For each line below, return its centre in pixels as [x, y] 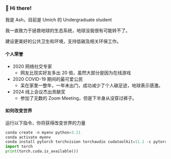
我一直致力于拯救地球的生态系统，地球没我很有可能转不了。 [68, 30]
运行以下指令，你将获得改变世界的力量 [45, 123]
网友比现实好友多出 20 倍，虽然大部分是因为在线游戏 [76, 73]
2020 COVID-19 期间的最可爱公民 [48, 79]
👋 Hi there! [19, 8]
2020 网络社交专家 [32, 66]
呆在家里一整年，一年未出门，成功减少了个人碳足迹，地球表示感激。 [92, 85]
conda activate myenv [28, 137]
